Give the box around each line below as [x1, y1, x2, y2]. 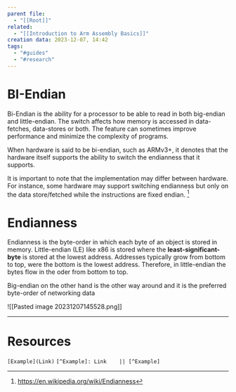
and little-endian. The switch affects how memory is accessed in [7, 117, 195, 125]
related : [7, 23, 33, 30]
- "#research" [13, 56, 55, 63]
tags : [7, 43, 23, 50]
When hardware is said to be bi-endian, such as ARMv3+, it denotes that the [7, 145, 228, 154]
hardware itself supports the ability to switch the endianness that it [7, 152, 200, 162]
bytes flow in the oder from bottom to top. [7, 268, 129, 276]
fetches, [7, 124, 32, 133]
